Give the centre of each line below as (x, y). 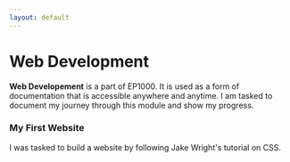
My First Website (47, 128)
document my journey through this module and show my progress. (132, 105)
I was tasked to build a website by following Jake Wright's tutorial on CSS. (145, 147)
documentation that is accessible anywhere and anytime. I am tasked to (141, 95)
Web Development (79, 61)
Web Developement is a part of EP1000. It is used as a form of (124, 86)
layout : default (39, 17)
